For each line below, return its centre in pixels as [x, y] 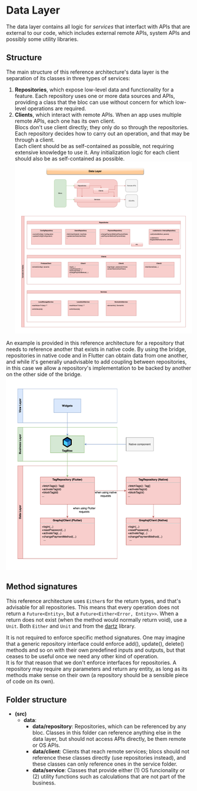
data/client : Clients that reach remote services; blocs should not [111, 751]
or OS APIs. [46, 745]
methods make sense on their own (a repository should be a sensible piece [97, 675]
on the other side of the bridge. [44, 374]
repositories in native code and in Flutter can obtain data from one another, [97, 355]
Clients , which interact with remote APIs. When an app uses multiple [98, 114]
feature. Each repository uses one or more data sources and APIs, [95, 96]
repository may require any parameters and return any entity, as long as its [97, 669]
